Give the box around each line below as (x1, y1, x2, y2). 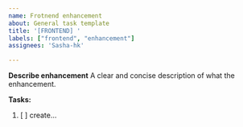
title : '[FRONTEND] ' (8, 27, 81, 35)
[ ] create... (19, 110, 57, 121)
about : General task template (8, 19, 110, 27)
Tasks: (8, 95, 31, 104)
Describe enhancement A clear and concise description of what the (8, 71, 235, 80)
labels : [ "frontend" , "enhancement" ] (8, 34, 135, 43)
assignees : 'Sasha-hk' (8, 42, 84, 50)
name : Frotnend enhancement (8, 11, 103, 20)
